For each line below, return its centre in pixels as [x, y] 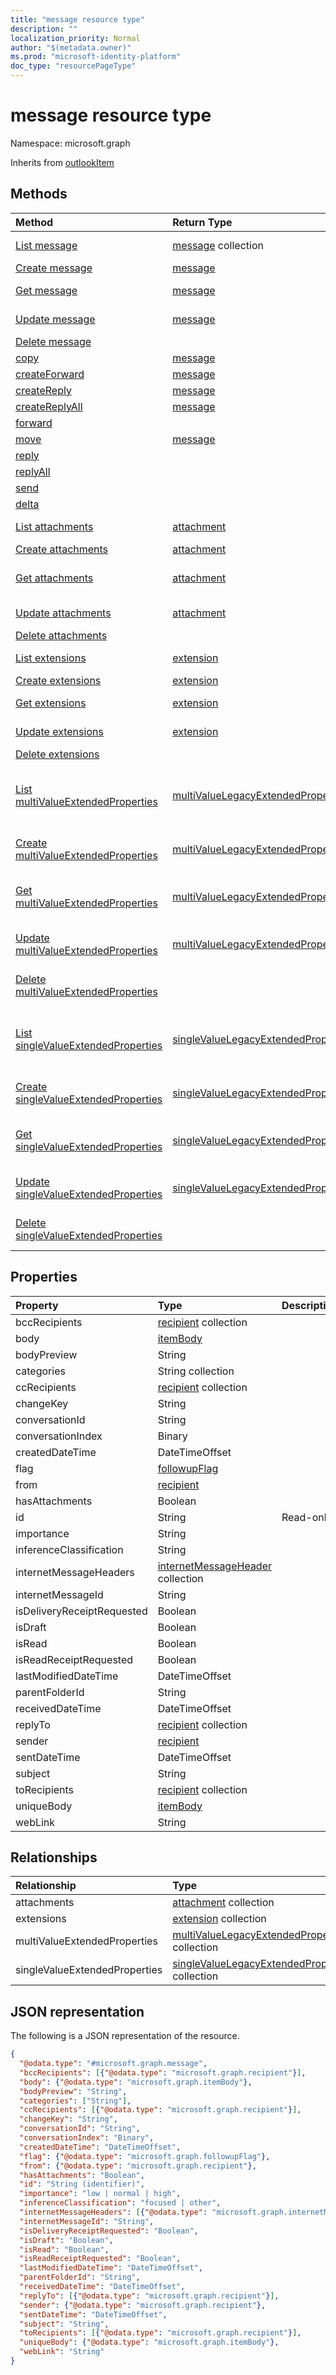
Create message [54, 268]
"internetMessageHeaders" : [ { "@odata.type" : [113, 2212]
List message [46, 245]
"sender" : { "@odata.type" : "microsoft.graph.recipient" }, [143, 2305]
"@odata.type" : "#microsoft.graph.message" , [113, 2064]
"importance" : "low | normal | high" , [100, 2194]
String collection [196, 1371]
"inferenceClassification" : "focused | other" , [120, 2203]
